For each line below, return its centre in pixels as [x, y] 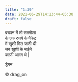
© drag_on [16, 75]
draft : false [18, 19]
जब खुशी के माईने [19, 49]
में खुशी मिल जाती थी [21, 44]
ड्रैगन [9, 65]
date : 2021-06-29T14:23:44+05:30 [39, 14]
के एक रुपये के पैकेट [21, 38]
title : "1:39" [20, 10]
